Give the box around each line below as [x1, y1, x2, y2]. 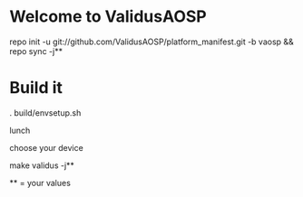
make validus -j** [9, 160, 75, 171]
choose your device [9, 142, 83, 153]
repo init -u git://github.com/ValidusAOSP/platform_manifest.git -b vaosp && [9, 36, 295, 47]
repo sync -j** [9, 45, 64, 56]
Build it [9, 78, 64, 98]
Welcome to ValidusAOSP [9, 6, 207, 27]
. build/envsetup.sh [9, 107, 82, 118]
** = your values [9, 177, 71, 188]
